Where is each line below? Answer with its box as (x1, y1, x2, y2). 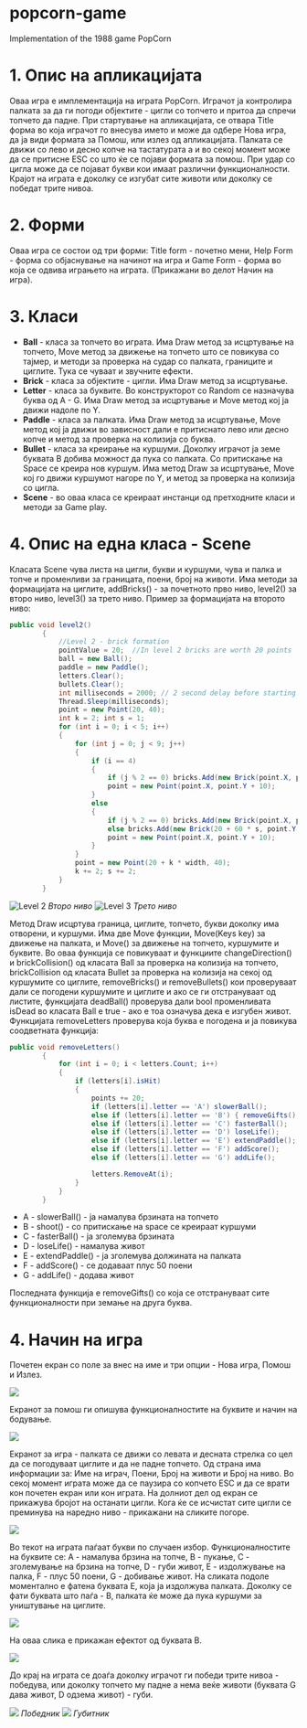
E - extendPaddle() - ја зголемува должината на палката (22, 1251, 242, 1262)
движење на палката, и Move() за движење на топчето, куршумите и (9, 937, 280, 948)
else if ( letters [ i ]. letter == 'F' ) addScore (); (90, 1145, 281, 1154)
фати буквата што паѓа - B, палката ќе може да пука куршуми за (9, 1590, 262, 1602)
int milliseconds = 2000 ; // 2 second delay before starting (58, 688, 297, 698)
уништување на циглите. (9, 1600, 107, 1611)
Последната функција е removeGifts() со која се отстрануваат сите (9, 1287, 270, 1298)
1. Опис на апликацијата (9, 65, 203, 86)
